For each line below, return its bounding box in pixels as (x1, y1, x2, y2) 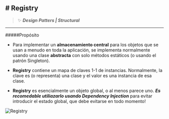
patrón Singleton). (12, 57, 50, 63)
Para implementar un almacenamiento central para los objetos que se (12, 41, 158, 47)
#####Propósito (5, 32, 39, 38)
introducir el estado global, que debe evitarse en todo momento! (12, 98, 146, 104)
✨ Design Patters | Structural (17, 17, 80, 23)
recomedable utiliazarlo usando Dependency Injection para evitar (12, 92, 152, 99)
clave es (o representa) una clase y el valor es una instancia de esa (12, 72, 152, 78)
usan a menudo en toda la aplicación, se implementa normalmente (12, 47, 150, 53)
